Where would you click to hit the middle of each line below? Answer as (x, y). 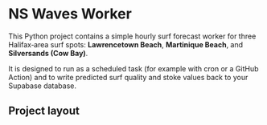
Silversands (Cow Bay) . (48, 53)
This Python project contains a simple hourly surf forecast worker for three (132, 36)
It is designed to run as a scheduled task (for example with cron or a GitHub (133, 68)
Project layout (44, 111)
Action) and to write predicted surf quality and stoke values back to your (128, 77)
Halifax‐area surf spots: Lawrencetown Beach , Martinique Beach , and (126, 44)
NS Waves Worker (70, 14)
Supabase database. (42, 86)
